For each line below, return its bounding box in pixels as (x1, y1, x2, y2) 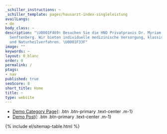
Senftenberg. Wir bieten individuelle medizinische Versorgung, (9, 35, 146, 40)
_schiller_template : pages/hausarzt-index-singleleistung (5, 12, 128, 17)
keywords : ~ (5, 49, 30, 54)
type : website (5, 95, 35, 100)
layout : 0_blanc (5, 53, 39, 59)
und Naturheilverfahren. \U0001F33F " (9, 40, 88, 45)
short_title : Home (5, 85, 43, 91)
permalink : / (5, 63, 32, 67)
